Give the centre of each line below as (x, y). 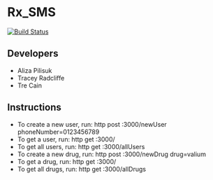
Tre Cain (29, 85)
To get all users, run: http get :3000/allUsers (81, 146)
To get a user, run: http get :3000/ (66, 139)
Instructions (34, 108)
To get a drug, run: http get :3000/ (67, 161)
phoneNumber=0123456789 (58, 132)
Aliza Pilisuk (35, 70)
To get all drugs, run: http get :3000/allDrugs (82, 169)
